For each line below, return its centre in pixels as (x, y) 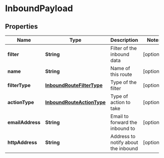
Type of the (123, 82)
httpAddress (22, 142)
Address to (123, 136)
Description (124, 40)
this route (121, 74)
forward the (124, 122)
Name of (120, 68)
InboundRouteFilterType (74, 85)
